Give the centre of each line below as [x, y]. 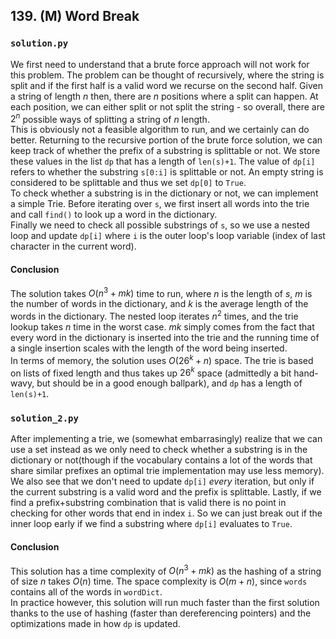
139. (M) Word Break [75, 16]
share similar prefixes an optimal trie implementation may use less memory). [167, 471]
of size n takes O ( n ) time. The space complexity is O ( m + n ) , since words [159, 581]
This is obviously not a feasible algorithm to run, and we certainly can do [160, 130]
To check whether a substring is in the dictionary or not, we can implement [164, 193]
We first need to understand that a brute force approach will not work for [160, 64]
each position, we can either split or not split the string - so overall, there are [167, 106]
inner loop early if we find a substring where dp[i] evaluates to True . [151, 524]
